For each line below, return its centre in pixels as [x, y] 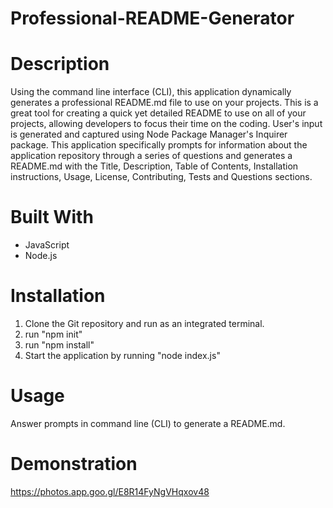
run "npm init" [53, 334]
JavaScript [47, 245]
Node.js [41, 256]
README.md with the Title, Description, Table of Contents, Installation [154, 166]
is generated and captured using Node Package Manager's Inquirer [149, 134]
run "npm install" [59, 345]
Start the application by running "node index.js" [122, 355]
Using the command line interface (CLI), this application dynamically [151, 92]
